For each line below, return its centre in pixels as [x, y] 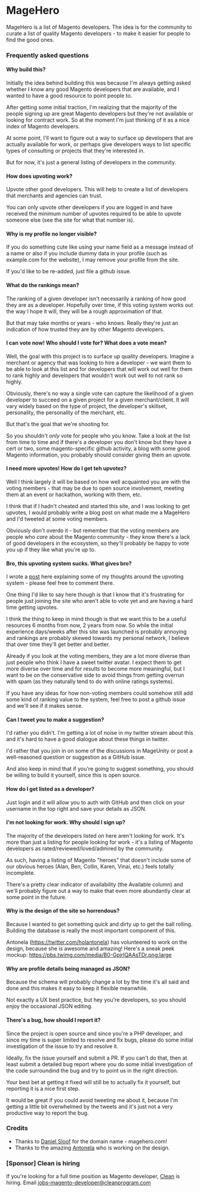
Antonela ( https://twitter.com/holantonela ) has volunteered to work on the [97, 942]
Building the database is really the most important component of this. [91, 931]
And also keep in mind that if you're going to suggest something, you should [100, 769]
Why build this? [26, 70]
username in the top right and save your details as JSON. [76, 808]
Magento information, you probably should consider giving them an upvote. [99, 455]
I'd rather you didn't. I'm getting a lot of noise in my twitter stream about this [100, 733]
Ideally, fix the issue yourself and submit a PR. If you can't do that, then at [97, 1058]
